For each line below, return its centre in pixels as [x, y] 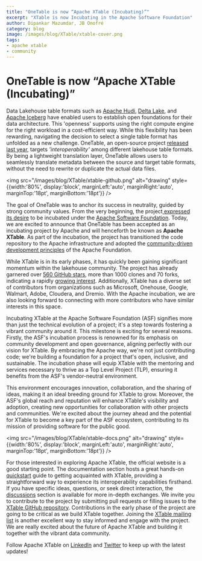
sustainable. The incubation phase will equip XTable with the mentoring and [100, 363]
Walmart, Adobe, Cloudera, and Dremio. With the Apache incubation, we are [101, 293]
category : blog [25, 29]
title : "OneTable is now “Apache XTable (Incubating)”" [78, 12]
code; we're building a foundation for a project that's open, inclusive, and [97, 357]
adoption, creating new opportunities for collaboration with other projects [97, 407]
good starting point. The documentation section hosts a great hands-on [95, 469]
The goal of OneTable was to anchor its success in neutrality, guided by [95, 205]
